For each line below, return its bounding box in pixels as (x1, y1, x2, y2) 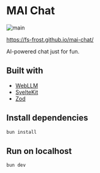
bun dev (6, 162, 26, 169)
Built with (6, 66, 44, 76)
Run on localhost (6, 145, 72, 156)
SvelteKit (15, 88, 39, 96)
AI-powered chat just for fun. (6, 47, 80, 55)
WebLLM (15, 82, 39, 89)
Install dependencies (6, 113, 88, 123)
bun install (6, 129, 37, 135)
